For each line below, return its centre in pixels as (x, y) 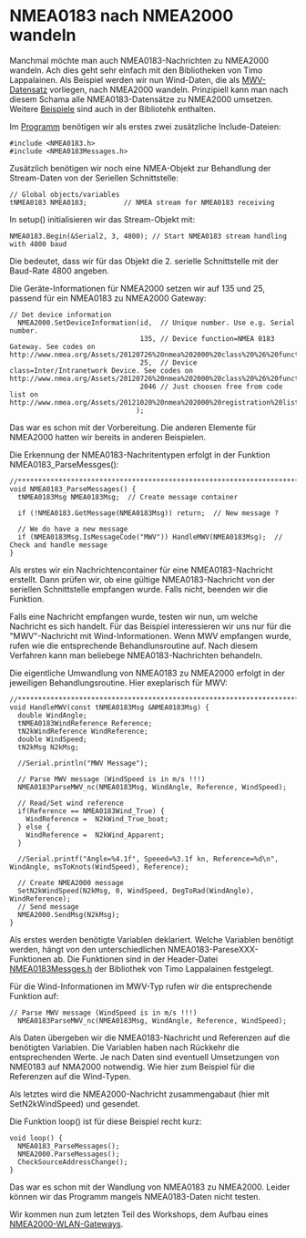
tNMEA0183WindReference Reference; (85, 723)
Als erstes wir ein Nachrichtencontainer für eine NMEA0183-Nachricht (141, 570)
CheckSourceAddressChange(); (73, 1162)
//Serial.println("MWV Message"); (83, 763)
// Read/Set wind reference (71, 803)
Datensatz (29, 89)
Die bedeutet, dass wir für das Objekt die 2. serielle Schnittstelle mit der (144, 261)
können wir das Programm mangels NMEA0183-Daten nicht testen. (135, 1196)
